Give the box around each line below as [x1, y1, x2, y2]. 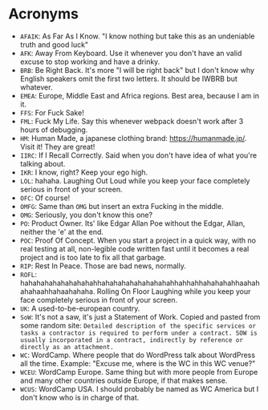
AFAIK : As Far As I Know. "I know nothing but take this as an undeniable [19, 31, 255, 41]
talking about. [19, 159, 66, 168]
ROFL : [19, 269, 38, 279]
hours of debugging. [19, 125, 88, 135]
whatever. [19, 82, 53, 92]
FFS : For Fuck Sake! [19, 107, 84, 117]
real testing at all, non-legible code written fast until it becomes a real [19, 243, 250, 253]
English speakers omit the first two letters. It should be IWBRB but [19, 74, 238, 83]
